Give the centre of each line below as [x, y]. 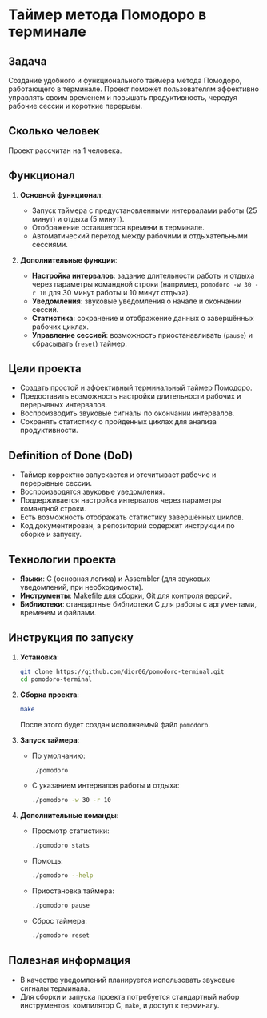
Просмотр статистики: [70, 831]
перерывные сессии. [56, 483]
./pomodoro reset [61, 935]
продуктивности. [49, 431]
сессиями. [50, 244]
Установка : [39, 657]
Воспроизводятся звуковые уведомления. [92, 492]
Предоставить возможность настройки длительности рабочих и [130, 396]
